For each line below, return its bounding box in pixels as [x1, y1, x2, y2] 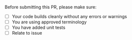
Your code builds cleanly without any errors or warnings [11, 14, 128, 19]
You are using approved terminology [11, 19, 87, 25]
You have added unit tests [11, 24, 66, 31]
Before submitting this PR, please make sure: [4, 4, 97, 10]
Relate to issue [11, 30, 42, 36]
